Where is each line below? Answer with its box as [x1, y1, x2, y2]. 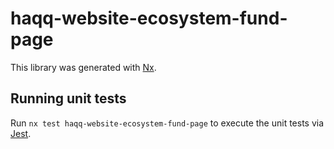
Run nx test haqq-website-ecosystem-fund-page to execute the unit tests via [10, 117, 325, 129]
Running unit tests [10, 90, 127, 107]
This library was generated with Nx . [10, 61, 157, 73]
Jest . [10, 127, 32, 139]
